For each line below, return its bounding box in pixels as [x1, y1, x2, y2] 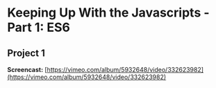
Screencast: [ [7, 66, 47, 73]
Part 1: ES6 [7, 19, 71, 35]
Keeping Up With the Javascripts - [7, 5, 210, 21]
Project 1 [7, 47, 45, 59]
